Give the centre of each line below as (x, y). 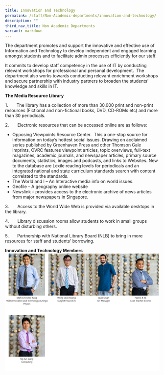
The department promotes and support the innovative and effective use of (80, 46)
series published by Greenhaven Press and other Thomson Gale (77, 145)
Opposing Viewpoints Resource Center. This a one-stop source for (80, 135)
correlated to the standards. (40, 176)
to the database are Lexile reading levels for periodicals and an (76, 166)
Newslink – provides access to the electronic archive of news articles (82, 192)
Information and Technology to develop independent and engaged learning (81, 51)
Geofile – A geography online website (50, 187)
